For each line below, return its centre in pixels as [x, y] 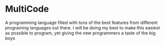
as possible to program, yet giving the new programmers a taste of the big [81, 33]
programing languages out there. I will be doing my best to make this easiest [82, 27]
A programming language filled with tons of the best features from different [81, 23]
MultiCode [27, 9]
